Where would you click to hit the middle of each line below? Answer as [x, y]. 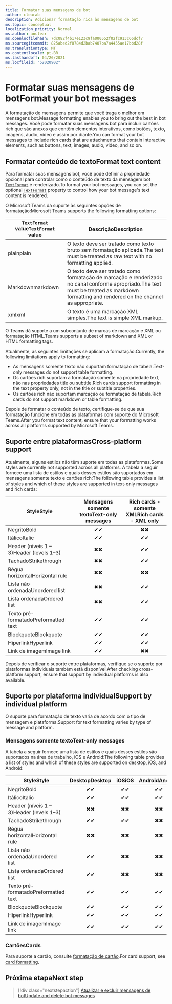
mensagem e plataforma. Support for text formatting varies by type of [78, 722]
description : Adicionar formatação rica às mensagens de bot [72, 19]
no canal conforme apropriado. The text [114, 284]
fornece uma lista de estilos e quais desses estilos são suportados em [79, 473]
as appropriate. [85, 303]
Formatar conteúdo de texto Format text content [83, 161]
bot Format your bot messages [71, 99]
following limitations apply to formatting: [48, 357]
